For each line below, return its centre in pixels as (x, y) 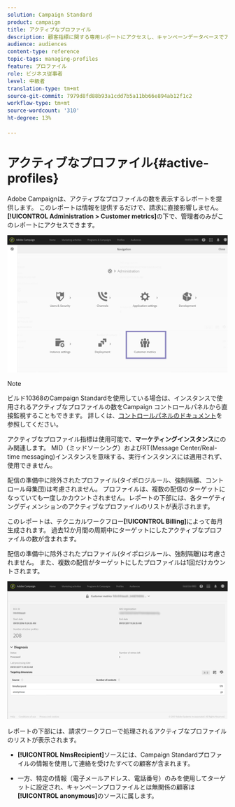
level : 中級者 (26, 81)
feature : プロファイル (37, 66)
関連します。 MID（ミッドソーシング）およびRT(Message (96, 448)
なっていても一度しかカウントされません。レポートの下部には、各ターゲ (111, 498)
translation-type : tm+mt (43, 88)
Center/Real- (199, 448)
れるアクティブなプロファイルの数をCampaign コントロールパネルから (120, 407)
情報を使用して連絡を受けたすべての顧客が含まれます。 (115, 763)
